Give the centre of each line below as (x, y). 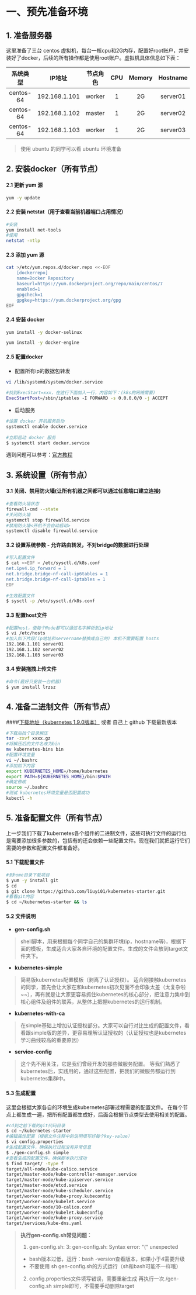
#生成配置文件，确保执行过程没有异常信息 (49, 1147)
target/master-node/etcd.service (47, 1185)
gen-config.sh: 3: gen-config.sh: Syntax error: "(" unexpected (104, 1247)
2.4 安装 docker (25, 319)
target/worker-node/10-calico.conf (49, 1207)
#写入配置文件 (20, 558)
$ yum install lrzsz (31, 687)
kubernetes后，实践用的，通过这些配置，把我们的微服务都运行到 (98, 1071)
